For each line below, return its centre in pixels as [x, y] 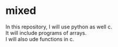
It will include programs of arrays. [46, 32]
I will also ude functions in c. [40, 39]
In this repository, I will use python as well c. [59, 27]
